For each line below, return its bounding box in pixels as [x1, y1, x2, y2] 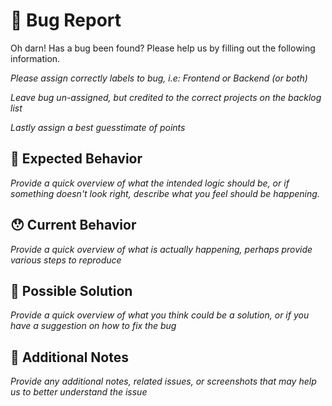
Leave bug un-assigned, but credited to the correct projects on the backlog [10, 91, 322, 103]
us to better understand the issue [10, 386, 148, 398]
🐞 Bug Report [10, 9, 122, 32]
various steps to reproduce [10, 254, 122, 266]
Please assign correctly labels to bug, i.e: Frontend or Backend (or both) [10, 72, 308, 84]
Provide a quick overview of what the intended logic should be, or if [10, 177, 290, 189]
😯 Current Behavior [10, 217, 137, 234]
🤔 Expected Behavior [10, 150, 143, 168]
